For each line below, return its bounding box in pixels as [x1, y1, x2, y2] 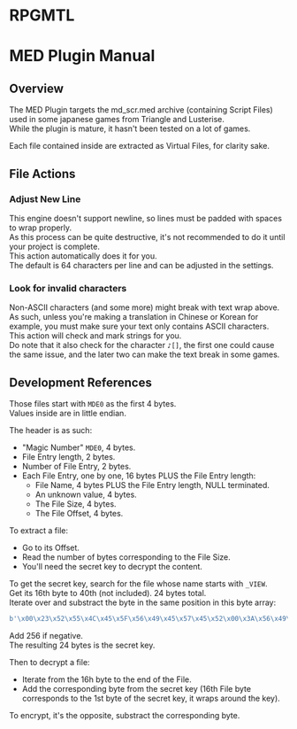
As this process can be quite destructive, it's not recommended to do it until [9, 231, 286, 242]
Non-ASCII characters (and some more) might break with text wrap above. [9, 302, 280, 313]
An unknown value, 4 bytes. [34, 489, 137, 500]
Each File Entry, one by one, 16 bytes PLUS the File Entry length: [21, 470, 256, 481]
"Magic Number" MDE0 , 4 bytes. [21, 442, 136, 453]
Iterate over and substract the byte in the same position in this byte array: [9, 597, 277, 608]
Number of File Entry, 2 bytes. [21, 461, 132, 471]
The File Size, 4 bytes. [34, 498, 117, 509]
